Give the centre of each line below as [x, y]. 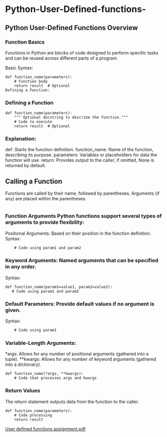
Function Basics [25, 42]
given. [13, 310]
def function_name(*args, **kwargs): [44, 374]
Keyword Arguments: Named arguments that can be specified [82, 260]
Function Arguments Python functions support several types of [83, 216]
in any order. [21, 267]
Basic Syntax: [19, 68]
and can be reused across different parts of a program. [62, 58]
